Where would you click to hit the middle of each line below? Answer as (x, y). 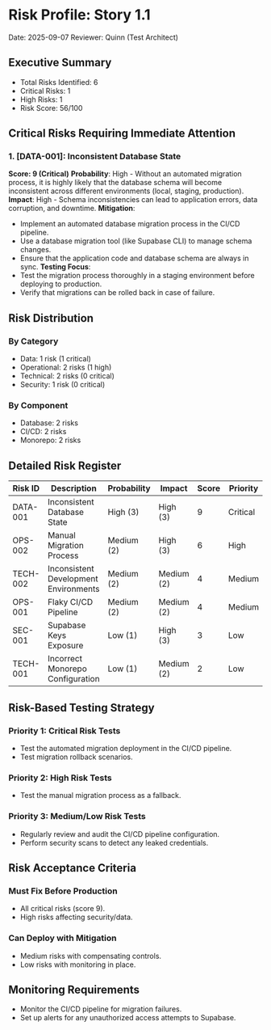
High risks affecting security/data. (76, 917)
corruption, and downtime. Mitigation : (72, 209)
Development (73, 579)
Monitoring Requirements (74, 989)
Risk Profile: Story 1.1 (79, 15)
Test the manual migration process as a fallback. (100, 796)
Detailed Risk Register (65, 465)
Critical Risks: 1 (45, 91)
